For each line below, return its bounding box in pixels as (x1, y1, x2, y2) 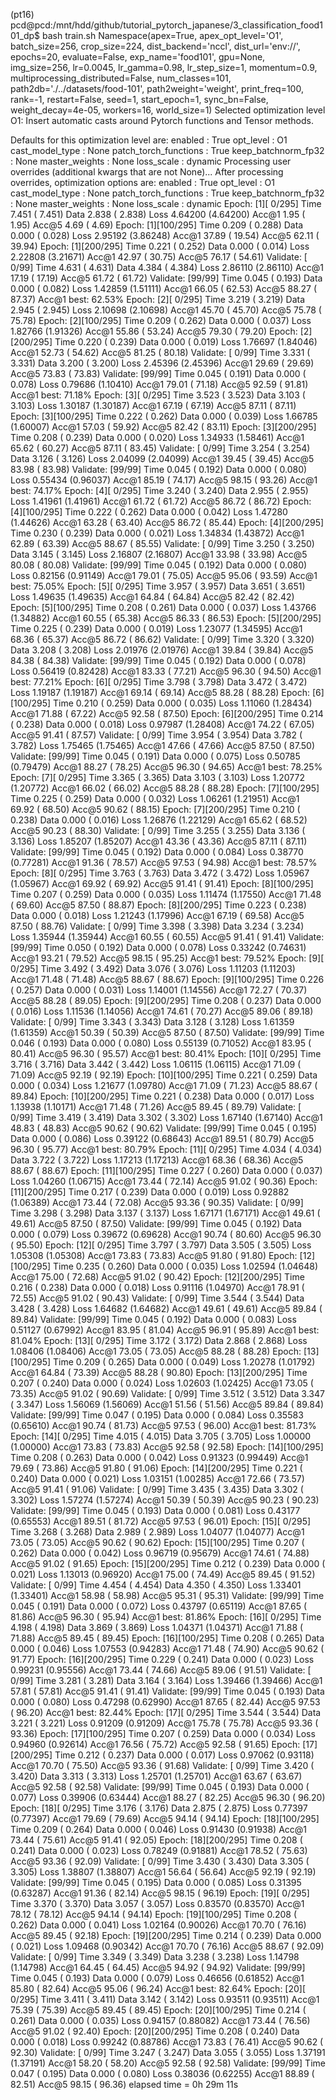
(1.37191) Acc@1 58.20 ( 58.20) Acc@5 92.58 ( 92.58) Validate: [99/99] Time (10, 2057, 326, 2069)
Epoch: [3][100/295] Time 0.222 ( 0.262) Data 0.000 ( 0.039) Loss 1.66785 (10, 410, 318, 422)
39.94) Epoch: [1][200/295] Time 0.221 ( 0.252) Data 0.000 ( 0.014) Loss (10, 240, 310, 252)
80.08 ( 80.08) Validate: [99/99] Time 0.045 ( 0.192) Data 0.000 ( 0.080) (10, 559, 308, 571)
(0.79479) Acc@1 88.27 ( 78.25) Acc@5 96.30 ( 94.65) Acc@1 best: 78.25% (10, 761, 323, 773)
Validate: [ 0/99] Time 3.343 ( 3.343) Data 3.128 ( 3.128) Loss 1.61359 (10, 1016, 295, 1028)
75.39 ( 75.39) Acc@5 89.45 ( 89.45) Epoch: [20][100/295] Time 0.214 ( (10, 2004, 307, 2016)
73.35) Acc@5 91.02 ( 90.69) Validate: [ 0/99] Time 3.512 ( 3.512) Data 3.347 (10, 1388, 325, 1399)
